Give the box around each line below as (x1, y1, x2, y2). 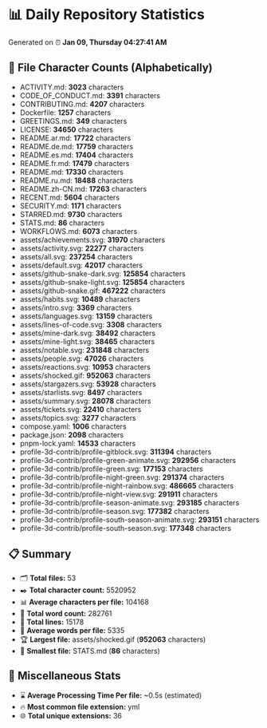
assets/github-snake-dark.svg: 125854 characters (19, 268, 186, 279)
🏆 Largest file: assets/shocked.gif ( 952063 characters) (19, 635, 206, 644)
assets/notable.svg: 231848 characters (19, 345, 150, 354)
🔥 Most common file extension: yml (19, 702, 140, 712)
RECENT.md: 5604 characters (19, 192, 120, 202)
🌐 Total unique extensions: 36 (19, 711, 122, 721)
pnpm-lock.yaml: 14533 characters (19, 438, 136, 448)
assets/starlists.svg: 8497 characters (19, 387, 143, 397)
